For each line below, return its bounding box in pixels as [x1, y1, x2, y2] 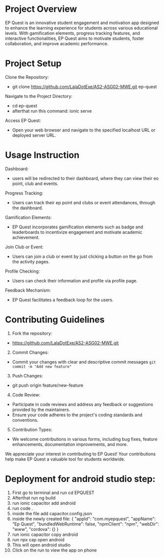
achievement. [12, 234, 40, 240]
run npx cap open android [12, 536, 65, 542]
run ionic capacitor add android [12, 500, 76, 506]
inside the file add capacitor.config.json [12, 510, 92, 516]
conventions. [12, 417, 39, 423]
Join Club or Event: [5, 244, 44, 249]
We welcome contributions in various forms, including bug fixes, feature [12, 436, 158, 442]
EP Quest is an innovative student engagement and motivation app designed [5, 20, 159, 26]
